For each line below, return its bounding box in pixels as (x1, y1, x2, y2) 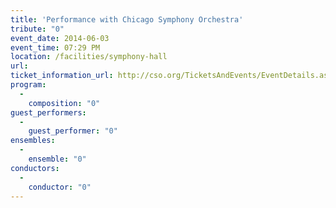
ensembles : (10, 136, 56, 146)
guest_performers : (10, 107, 87, 118)
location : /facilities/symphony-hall (10, 52, 168, 62)
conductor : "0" (28, 182, 92, 192)
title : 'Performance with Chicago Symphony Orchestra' (10, 14, 244, 25)
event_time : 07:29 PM (10, 42, 101, 53)
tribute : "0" (10, 24, 65, 34)
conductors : (10, 163, 60, 173)
